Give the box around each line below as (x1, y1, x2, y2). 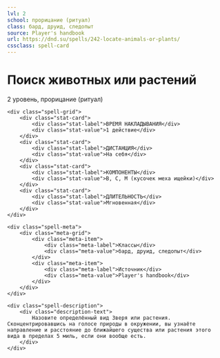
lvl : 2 (7, 10, 26, 17)
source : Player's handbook (7, 29, 85, 37)
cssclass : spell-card (7, 42, 70, 49)
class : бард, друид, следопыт (7, 23, 94, 30)
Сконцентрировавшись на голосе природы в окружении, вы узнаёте (7, 320, 196, 328)
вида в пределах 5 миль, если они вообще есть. (7, 332, 147, 339)
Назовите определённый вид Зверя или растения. (32, 314, 171, 321)
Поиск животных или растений (7, 72, 197, 88)
